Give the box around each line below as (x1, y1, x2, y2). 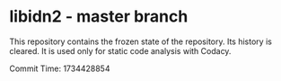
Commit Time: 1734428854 (9, 63, 110, 74)
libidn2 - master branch (9, 6, 189, 27)
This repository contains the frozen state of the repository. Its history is (9, 36, 272, 47)
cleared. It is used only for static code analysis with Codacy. (9, 45, 232, 56)
